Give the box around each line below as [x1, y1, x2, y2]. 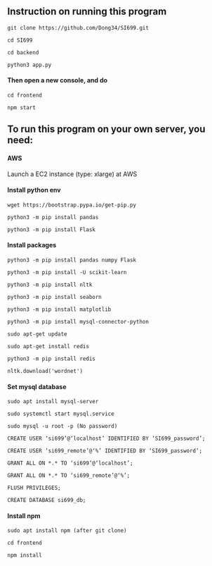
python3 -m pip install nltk [7, 281, 93, 288]
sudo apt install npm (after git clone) [7, 527, 128, 534]
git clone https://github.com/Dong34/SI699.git [7, 24, 150, 31]
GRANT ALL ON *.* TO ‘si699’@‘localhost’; [7, 460, 133, 467]
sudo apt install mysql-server [7, 398, 99, 405]
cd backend [7, 49, 39, 56]
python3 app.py [7, 61, 52, 68]
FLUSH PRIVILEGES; [7, 484, 61, 492]
